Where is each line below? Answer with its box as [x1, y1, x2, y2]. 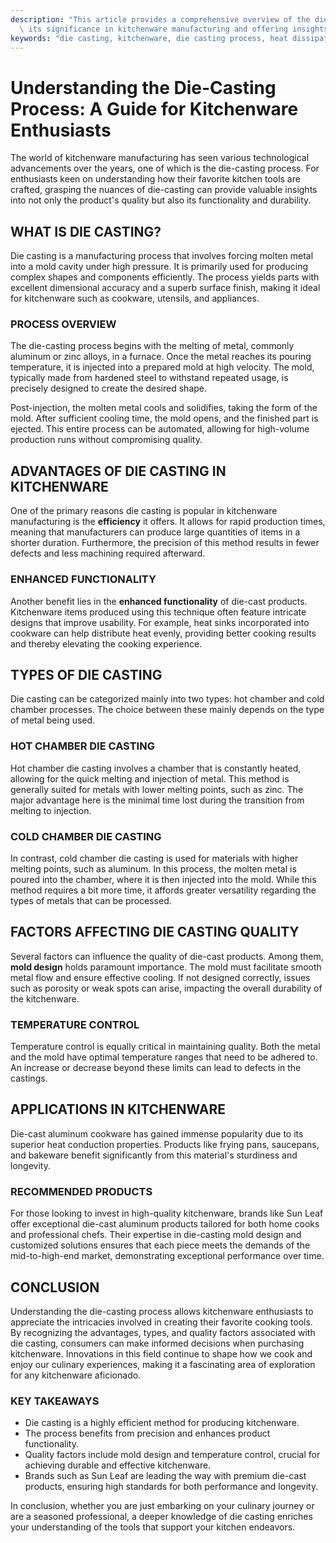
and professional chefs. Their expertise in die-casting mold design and [10, 1229, 302, 1241]
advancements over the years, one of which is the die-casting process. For [10, 162, 320, 175]
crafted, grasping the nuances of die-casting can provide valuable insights [10, 184, 318, 196]
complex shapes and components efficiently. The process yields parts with [10, 271, 320, 283]
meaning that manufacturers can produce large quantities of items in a [10, 526, 301, 538]
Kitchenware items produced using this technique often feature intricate [10, 606, 307, 618]
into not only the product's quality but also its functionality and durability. [10, 194, 312, 206]
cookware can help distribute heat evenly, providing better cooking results [10, 627, 317, 639]
